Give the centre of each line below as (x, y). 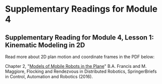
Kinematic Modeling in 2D (45, 45)
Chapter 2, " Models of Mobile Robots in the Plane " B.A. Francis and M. (76, 66)
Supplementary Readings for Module (81, 9)
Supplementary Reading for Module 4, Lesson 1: (80, 37)
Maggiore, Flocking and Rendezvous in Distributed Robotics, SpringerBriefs (81, 71)
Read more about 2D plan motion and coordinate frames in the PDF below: (80, 57)
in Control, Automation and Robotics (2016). (49, 76)
